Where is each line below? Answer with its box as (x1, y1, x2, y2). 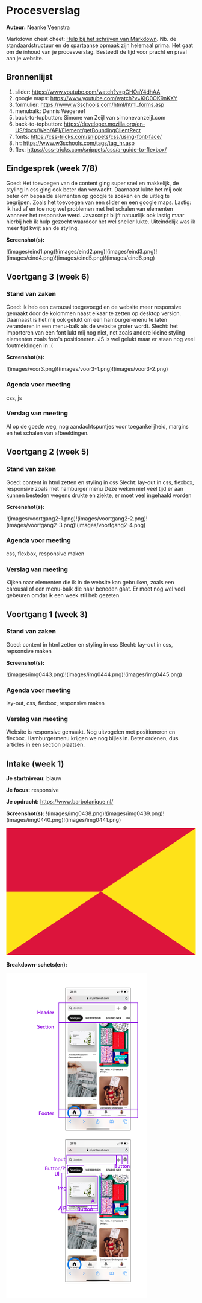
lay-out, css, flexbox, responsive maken (6, 700, 105, 707)
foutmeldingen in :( (6, 342, 53, 349)
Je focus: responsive (6, 786, 59, 794)
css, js (6, 394, 22, 402)
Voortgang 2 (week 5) (6, 447, 90, 457)
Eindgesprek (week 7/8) (6, 164, 98, 174)
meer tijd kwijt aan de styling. (6, 224, 79, 231)
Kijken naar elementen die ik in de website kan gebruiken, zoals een (6, 579, 174, 586)
